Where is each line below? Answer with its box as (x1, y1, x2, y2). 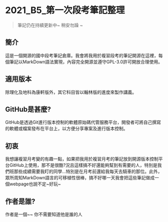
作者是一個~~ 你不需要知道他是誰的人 (5, 211, 82, 217)
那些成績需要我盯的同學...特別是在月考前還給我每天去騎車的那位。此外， (13, 168, 162, 174)
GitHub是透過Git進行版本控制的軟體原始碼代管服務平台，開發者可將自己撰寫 (5, 119, 161, 125)
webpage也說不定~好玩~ (9, 181, 61, 187)
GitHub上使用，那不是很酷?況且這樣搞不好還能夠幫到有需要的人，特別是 (9, 162, 157, 168)
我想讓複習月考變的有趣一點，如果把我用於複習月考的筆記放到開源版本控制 (5, 156, 158, 162)
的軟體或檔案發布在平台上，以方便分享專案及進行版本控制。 (5, 126, 128, 132)
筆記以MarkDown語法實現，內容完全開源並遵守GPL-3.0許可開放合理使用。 (9, 59, 162, 65)
